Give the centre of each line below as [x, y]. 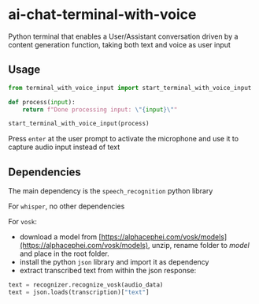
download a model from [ [60, 237]
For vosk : [23, 222]
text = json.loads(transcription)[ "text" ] [79, 292]
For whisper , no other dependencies [67, 206]
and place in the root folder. [64, 253]
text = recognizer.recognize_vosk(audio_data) [86, 285]
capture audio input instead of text [64, 147]
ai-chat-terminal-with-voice [102, 15]
